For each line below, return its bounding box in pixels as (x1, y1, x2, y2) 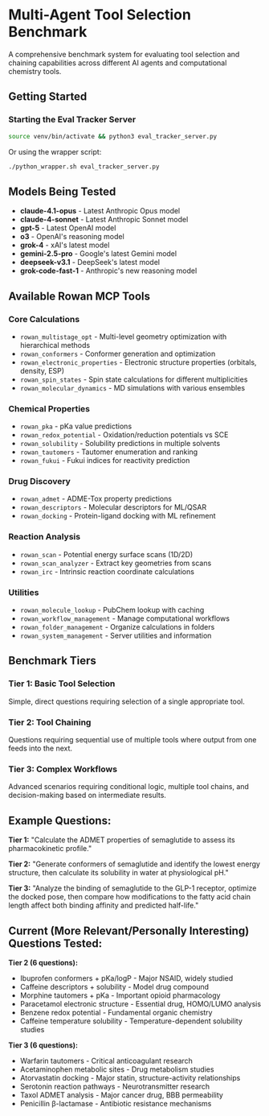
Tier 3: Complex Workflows (8, 763, 118, 775)
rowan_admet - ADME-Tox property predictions (19, 494, 173, 504)
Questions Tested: (8, 936, 103, 950)
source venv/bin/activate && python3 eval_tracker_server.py (8, 132, 218, 140)
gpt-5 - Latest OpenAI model (19, 223, 116, 233)
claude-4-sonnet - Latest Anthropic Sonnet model (19, 215, 189, 225)
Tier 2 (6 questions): (8, 957, 79, 967)
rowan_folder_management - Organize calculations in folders (19, 622, 215, 632)
